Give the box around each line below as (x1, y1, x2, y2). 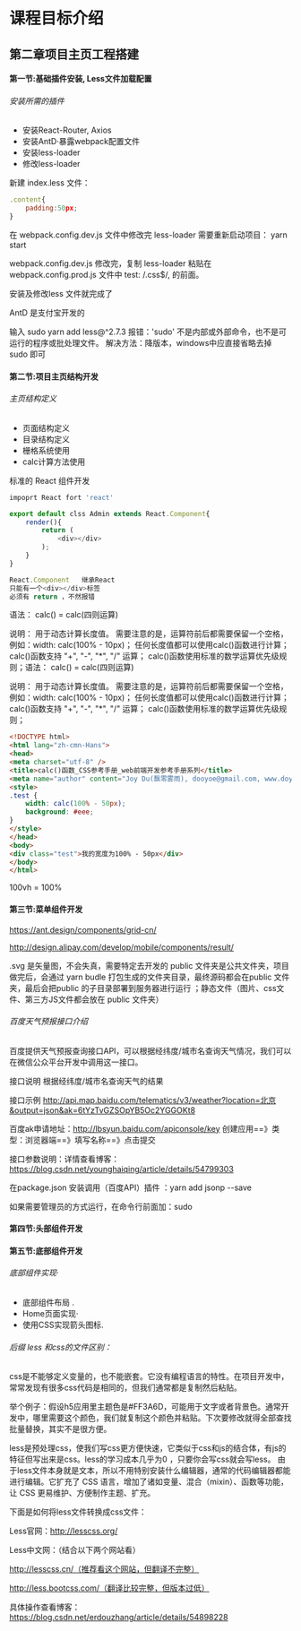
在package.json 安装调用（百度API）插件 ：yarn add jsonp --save (9, 1182, 253, 1193)
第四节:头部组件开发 (9, 1223, 83, 1234)
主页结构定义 (9, 393, 56, 404)
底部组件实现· (9, 1267, 60, 1278)
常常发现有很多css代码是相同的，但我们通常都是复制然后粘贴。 (9, 1382, 242, 1394)
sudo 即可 (9, 349, 47, 359)
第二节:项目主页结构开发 (9, 371, 99, 382)
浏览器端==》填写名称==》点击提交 (24, 1135, 157, 1145)
